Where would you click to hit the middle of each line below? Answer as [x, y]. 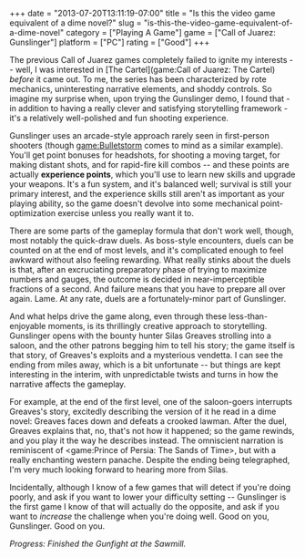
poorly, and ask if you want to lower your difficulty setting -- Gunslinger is [148, 497]
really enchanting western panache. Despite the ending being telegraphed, [150, 460]
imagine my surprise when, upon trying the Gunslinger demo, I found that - [150, 98]
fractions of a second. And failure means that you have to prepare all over [147, 289]
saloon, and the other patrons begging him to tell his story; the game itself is [152, 345]
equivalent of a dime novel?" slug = [76, 23]
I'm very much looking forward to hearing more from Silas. [119, 470]
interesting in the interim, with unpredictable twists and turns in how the [144, 374]
